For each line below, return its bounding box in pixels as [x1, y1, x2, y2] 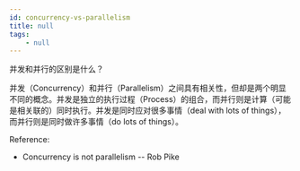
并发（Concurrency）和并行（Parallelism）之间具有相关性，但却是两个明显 [9, 82, 287, 94]
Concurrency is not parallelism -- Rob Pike [22, 151, 180, 162]
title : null [9, 21, 54, 30]
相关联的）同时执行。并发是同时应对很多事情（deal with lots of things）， [16, 105, 287, 116]
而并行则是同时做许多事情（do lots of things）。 [9, 116, 184, 127]
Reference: [9, 134, 50, 145]
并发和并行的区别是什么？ [9, 64, 104, 74]
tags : [9, 30, 30, 38]
